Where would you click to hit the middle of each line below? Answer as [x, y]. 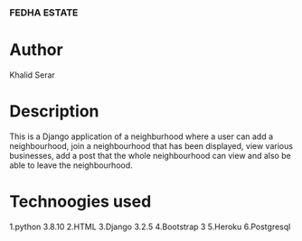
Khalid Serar [33, 75]
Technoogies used [80, 201]
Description [54, 111]
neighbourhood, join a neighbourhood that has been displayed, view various [151, 145]
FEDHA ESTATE [44, 13]
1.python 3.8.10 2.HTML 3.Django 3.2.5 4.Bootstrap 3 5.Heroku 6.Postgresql [150, 227]
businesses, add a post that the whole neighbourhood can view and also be [150, 155]
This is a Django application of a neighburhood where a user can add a [142, 136]
